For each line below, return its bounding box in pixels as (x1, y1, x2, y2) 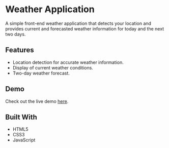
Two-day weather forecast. (12, 70, 70, 76)
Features (5, 46, 34, 54)
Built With (5, 113, 37, 121)
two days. (5, 31, 26, 37)
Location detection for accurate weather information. (12, 59, 124, 65)
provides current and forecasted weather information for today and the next (5, 25, 164, 31)
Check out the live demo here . (5, 98, 69, 104)
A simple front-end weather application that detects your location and (5, 20, 152, 26)
